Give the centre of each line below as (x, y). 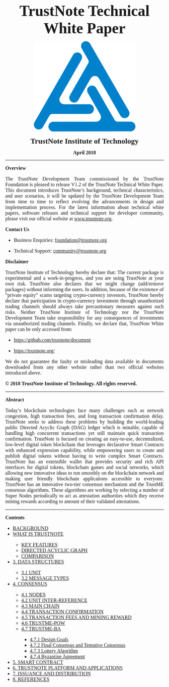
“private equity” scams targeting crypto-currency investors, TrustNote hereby (84, 295)
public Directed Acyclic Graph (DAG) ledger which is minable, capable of (84, 427)
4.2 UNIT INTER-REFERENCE (54, 600)
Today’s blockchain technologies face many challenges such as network (84, 410)
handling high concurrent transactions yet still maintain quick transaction (84, 433)
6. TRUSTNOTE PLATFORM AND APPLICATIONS (68, 668)
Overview (16, 168)
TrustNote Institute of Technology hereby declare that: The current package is (84, 272)
